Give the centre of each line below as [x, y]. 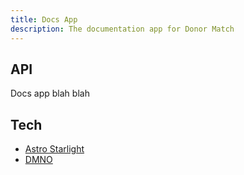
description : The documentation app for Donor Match [122, 29]
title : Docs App [44, 19]
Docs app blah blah [50, 93]
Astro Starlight [54, 149]
